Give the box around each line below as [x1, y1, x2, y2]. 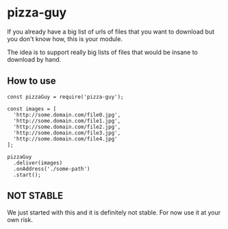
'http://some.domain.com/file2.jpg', [13, 123, 121, 130]
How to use [7, 75, 56, 87]
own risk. [7, 215, 33, 224]
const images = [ [7, 105, 57, 112]
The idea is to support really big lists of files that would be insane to [7, 48, 199, 56]
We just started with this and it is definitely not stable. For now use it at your [7, 208, 221, 217]
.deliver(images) [13, 159, 63, 166]
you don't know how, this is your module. [7, 34, 123, 43]
